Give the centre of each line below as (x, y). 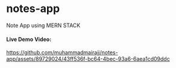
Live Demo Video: (29, 39)
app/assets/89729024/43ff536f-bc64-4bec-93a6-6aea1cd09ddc (88, 59)
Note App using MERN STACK (43, 25)
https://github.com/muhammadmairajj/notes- (62, 52)
